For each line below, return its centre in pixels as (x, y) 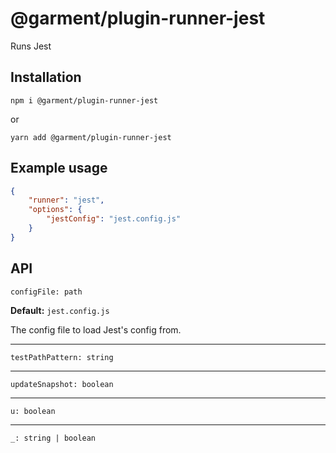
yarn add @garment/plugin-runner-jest (91, 137)
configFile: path (46, 292)
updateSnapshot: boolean (62, 384)
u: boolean (33, 411)
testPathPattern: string (62, 357)
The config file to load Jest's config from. (96, 329)
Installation (46, 77)
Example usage (59, 168)
